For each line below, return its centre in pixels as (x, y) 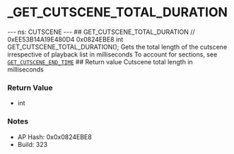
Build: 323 (33, 144)
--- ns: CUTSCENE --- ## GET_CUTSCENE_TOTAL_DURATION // (101, 32)
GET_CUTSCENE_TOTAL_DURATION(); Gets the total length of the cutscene (117, 47)
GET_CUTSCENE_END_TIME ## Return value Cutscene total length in (100, 61)
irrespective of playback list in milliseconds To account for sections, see (112, 54)
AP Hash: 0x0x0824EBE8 (54, 137)
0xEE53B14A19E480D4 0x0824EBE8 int (65, 39)
